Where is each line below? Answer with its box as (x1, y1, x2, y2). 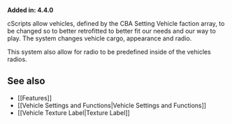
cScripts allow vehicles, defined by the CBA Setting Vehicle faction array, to (7, 20, 225, 27)
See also (7, 75, 45, 87)
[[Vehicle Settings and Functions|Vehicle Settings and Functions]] (17, 101, 207, 109)
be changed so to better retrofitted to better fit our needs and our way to (7, 27, 217, 35)
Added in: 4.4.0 (7, 6, 54, 14)
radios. (7, 55, 27, 63)
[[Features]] (17, 93, 52, 102)
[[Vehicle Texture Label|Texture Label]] (17, 108, 131, 117)
